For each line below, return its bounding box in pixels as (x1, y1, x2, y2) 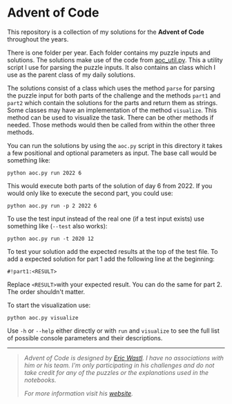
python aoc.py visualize (7, 314, 79, 321)
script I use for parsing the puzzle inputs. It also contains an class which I (7, 63, 216, 71)
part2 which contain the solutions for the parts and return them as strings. (7, 98, 218, 107)
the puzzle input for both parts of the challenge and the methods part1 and (7, 91, 221, 100)
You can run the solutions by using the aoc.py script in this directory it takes (7, 141, 223, 149)
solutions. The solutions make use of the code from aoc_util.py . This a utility (7, 55, 223, 64)
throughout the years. (7, 35, 69, 43)
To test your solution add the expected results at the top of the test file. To (7, 247, 218, 255)
